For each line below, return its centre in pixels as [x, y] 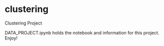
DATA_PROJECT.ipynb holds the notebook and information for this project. [82, 32]
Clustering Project [23, 23]
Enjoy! [11, 38]
